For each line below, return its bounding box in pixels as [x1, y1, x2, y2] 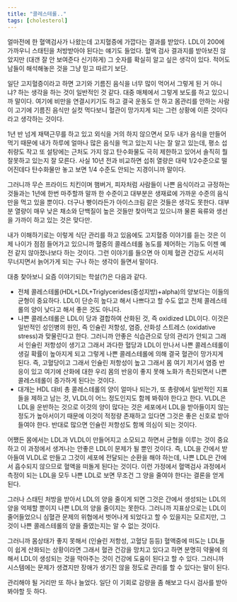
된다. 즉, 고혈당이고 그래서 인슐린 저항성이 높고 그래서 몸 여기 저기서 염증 [17, 358, 218, 367]
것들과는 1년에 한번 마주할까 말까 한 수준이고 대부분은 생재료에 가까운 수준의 [7, 189, 216, 197]
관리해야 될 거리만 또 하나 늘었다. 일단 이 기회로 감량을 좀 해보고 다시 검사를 [7, 578, 214, 586]
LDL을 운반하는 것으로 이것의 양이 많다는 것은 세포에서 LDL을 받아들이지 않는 [17, 402, 230, 411]
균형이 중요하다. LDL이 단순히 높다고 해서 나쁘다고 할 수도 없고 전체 [17, 296, 203, 305]
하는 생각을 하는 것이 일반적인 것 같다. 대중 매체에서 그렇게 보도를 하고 [17, 88, 210, 96]
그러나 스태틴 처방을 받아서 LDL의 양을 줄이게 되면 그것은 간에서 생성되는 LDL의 [7, 494, 226, 503]
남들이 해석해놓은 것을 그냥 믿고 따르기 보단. [7, 64, 129, 72]
